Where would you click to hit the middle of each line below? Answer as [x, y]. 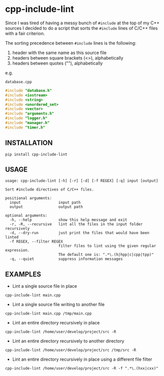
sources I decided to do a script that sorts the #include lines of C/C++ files [82, 28]
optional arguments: [27, 216]
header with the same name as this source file [59, 53]
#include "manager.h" [27, 123]
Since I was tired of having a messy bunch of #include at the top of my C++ [82, 23]
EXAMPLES [23, 274]
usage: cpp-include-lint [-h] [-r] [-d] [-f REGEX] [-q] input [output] [82, 181]
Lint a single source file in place [45, 286]
